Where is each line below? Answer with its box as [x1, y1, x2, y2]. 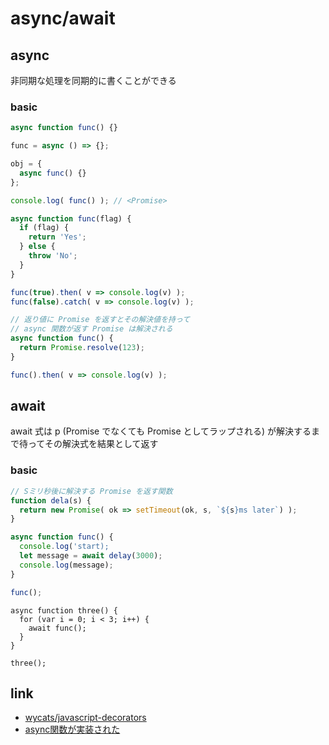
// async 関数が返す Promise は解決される [10, 324, 173, 334]
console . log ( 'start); [19, 542, 110, 552]
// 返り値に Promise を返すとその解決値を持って [10, 315, 191, 325]
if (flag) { [19, 223, 70, 233]
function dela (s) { [10, 495, 92, 506]
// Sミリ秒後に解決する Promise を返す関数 [10, 486, 173, 496]
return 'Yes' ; [28, 232, 87, 242]
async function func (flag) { [10, 213, 132, 224]
